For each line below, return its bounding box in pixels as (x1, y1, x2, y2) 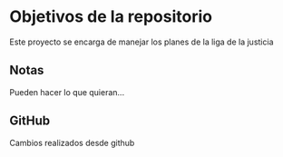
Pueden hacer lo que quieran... (9, 86, 125, 97)
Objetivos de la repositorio (9, 6, 213, 27)
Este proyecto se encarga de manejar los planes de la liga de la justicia (9, 36, 274, 47)
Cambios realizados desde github (9, 137, 135, 148)
